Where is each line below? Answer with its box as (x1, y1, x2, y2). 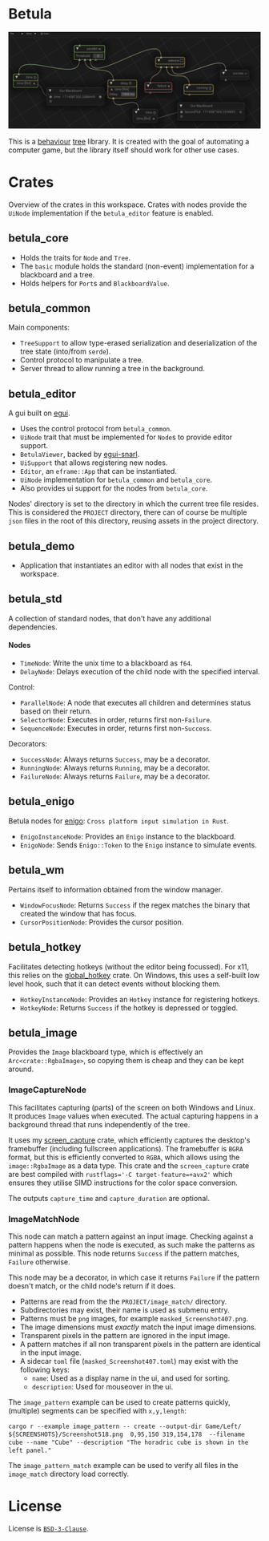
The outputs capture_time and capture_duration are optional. (8, 1193, 211, 1203)
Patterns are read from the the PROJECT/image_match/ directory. (19, 1296, 227, 1306)
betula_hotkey (8, 940, 82, 954)
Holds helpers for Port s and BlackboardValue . (19, 278, 170, 288)
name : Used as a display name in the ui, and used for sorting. (31, 1373, 231, 1383)
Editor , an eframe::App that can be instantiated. (19, 467, 178, 476)
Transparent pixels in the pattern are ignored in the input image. (19, 1330, 231, 1340)
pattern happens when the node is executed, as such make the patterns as (8, 1240, 255, 1249)
